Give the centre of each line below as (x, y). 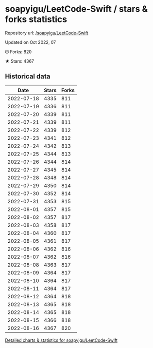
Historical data (28, 77)
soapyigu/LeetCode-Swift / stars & (76, 9)
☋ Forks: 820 (18, 52)
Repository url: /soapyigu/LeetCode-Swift (47, 33)
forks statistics (36, 19)
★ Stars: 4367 (19, 61)
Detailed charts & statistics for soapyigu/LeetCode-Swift (61, 340)
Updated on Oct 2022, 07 (31, 42)
